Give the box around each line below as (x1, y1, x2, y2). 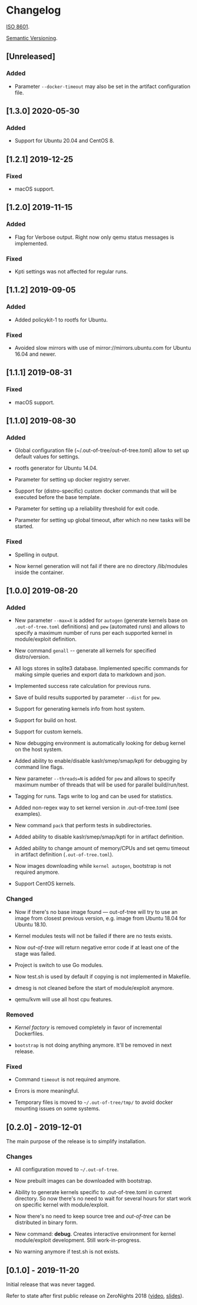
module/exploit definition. (14, 635, 77, 643)
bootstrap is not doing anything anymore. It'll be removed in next (14, 1041, 172, 1048)
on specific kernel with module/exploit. (14, 1201, 109, 1208)
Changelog (6, 4, 61, 17)
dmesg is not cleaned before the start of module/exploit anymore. (14, 984, 175, 991)
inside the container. (14, 569, 65, 576)
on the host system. (14, 746, 63, 753)
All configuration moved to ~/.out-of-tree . (14, 1166, 119, 1173)
